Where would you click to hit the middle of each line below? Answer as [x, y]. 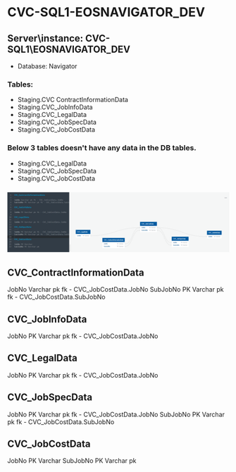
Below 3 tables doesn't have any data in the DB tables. [102, 148]
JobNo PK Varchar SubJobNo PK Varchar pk [72, 461]
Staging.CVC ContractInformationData [73, 100]
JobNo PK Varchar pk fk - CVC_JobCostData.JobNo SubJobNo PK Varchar [116, 414]
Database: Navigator [47, 66]
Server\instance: [45, 38]
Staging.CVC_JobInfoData [55, 107]
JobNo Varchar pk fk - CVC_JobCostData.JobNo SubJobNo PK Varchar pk [116, 290]
